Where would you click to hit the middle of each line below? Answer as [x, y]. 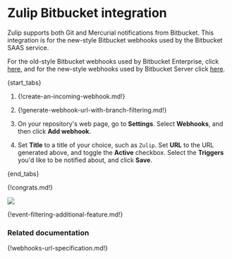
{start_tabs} [24, 82]
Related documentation [48, 233]
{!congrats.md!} [30, 187]
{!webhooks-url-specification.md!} [57, 248]
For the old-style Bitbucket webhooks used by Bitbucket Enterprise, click [113, 61]
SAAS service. [28, 47]
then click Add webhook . [54, 131]
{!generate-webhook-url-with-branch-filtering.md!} [92, 110]
